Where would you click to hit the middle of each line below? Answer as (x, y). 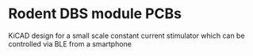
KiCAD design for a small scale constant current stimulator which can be (126, 35)
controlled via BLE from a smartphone (70, 43)
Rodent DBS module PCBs (95, 14)
